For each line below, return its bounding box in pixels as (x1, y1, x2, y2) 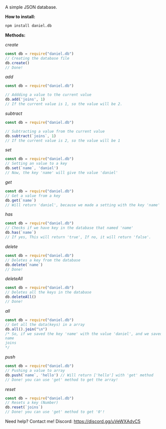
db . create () (5, 60, 30, 66)
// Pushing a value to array (5, 368, 65, 373)
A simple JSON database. (5, 4, 57, 10)
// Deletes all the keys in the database (5, 290, 92, 295)
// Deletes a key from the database (5, 257, 81, 263)
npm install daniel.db (5, 23, 52, 28)
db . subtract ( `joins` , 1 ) (5, 133, 56, 139)
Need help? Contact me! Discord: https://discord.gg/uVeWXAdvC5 (5, 419, 141, 424)
